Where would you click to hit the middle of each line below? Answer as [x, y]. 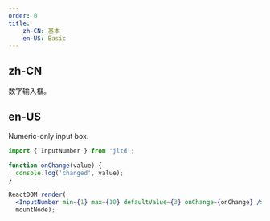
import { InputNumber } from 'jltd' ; [72, 151]
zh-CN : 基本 [41, 31]
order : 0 [23, 16]
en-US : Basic [45, 38]
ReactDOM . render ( [37, 195]
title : [19, 23]
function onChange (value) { [55, 166]
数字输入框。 [29, 91]
